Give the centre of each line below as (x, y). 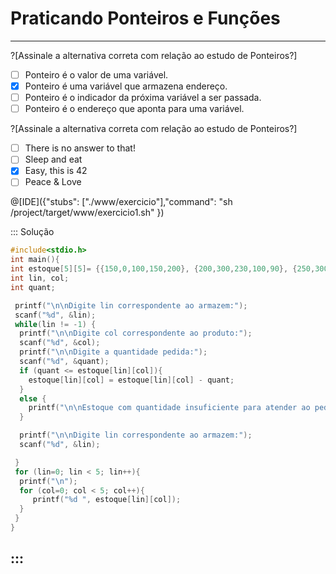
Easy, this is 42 (56, 171)
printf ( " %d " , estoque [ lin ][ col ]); (107, 500)
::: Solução (32, 232)
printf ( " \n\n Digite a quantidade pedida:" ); (113, 352)
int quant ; (33, 287)
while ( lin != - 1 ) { (55, 324)
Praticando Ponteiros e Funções (145, 18)
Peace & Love (53, 182)
